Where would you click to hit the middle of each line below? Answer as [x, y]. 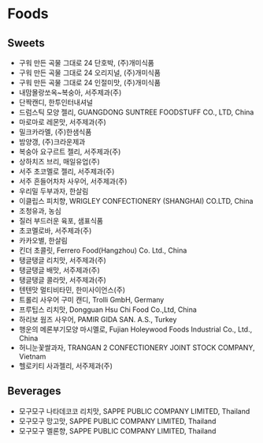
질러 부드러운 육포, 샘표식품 [61, 221]
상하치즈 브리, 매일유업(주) [59, 161]
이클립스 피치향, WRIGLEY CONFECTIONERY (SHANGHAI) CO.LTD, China [136, 201]
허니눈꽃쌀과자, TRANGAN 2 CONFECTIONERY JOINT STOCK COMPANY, [137, 347]
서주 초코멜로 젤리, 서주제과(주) [67, 171]
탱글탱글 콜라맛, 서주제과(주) [63, 280]
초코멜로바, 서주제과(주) [55, 231]
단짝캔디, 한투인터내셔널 [56, 102]
